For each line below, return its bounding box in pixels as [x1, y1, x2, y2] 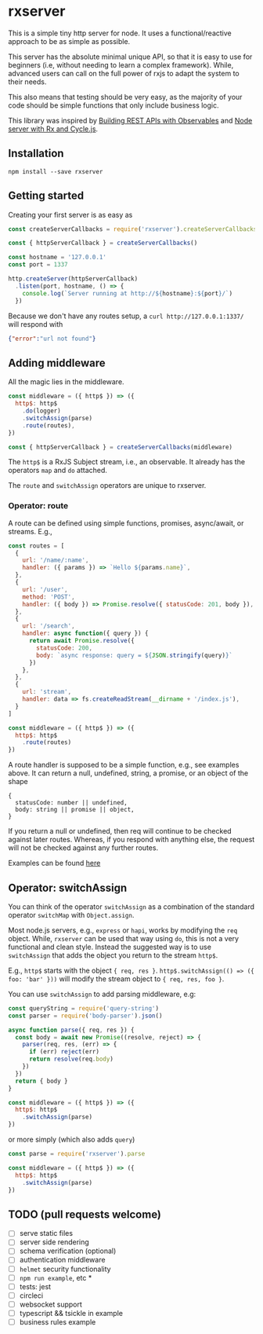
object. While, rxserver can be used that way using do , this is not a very [8, 933, 240, 943]
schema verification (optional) [19, 1246, 117, 1255]
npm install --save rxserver [8, 167, 103, 175]
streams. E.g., [8, 526, 52, 536]
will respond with [8, 319, 63, 328]
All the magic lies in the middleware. [8, 377, 124, 387]
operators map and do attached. [8, 466, 108, 475]
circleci [19, 1291, 44, 1300]
